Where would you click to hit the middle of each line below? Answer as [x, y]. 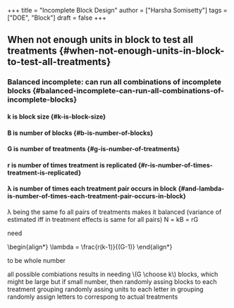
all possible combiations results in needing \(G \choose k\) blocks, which [113, 274]
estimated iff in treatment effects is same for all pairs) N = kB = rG [103, 219]
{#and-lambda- [201, 189]
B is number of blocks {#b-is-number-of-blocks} [80, 133]
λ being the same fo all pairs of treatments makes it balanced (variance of [115, 212]
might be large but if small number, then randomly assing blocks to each [112, 281]
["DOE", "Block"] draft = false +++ [57, 18]
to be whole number [36, 260]
